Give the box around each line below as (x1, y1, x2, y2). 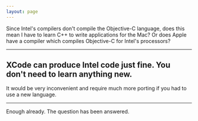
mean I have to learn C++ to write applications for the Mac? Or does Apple (6, 31, 187, 38)
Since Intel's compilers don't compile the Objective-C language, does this (6, 25, 185, 32)
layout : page (6, 8, 38, 15)
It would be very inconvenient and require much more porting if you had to (6, 85, 187, 92)
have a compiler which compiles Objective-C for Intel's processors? (6, 37, 171, 44)
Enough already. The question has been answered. (6, 108, 130, 115)
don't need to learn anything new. (6, 69, 133, 80)
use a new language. (6, 91, 57, 98)
